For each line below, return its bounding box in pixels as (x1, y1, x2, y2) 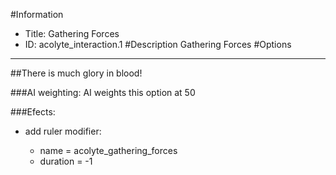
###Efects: (10, 106, 56, 118)
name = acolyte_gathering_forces (39, 145, 178, 156)
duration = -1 (39, 155, 93, 167)
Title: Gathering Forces (24, 28, 120, 39)
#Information (10, 9, 64, 20)
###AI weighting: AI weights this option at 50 (10, 87, 196, 98)
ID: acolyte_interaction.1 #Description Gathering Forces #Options (24, 39, 292, 50)
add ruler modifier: (24, 125, 102, 137)
